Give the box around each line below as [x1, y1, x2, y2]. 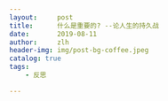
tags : [9, 63, 29, 72]
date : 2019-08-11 [9, 29, 98, 38]
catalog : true [9, 54, 62, 63]
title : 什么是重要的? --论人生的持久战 [9, 21, 160, 30]
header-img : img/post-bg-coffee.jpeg [9, 46, 149, 55]
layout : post [9, 12, 74, 22]
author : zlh [9, 37, 69, 47]
